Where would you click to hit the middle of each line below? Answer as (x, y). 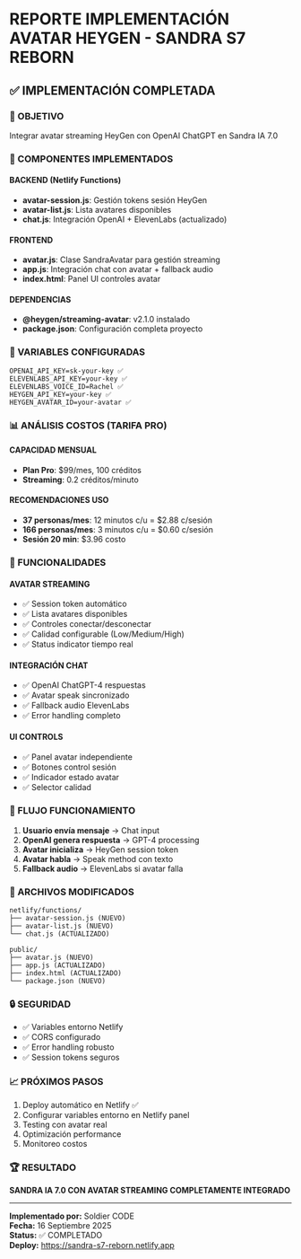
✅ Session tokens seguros (71, 1057)
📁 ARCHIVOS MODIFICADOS (72, 892)
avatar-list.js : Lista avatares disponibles (97, 210)
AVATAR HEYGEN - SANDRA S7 (128, 38)
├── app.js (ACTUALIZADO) (57, 965)
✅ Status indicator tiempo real (77, 644)
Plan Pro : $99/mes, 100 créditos (82, 470)
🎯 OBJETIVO (37, 116)
